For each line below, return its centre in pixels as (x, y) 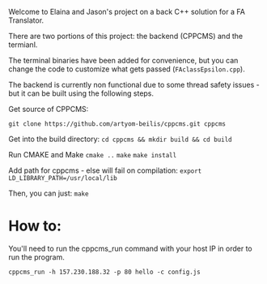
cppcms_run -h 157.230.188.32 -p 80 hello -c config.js (104, 272)
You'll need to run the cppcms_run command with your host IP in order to (130, 248)
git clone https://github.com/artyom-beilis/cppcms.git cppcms (117, 124)
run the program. (36, 257)
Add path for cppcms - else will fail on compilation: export (105, 170)
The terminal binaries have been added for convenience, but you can (123, 60)
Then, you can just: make (49, 193)
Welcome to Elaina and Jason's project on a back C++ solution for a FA (127, 12)
